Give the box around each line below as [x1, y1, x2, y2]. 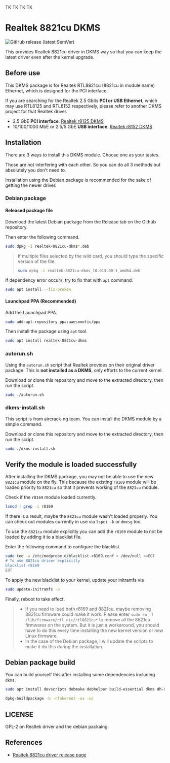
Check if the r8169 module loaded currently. [5, 494, 97, 501]
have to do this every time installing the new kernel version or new [25, 627, 163, 634]
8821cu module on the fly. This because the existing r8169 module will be [5, 479, 156, 485]
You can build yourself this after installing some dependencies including [5, 672, 155, 678]
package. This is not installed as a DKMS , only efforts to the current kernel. [5, 367, 163, 373]
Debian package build [5, 658, 75, 667]
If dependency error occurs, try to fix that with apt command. [5, 277, 133, 283]
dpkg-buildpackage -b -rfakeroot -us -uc [5, 696, 94, 701]
